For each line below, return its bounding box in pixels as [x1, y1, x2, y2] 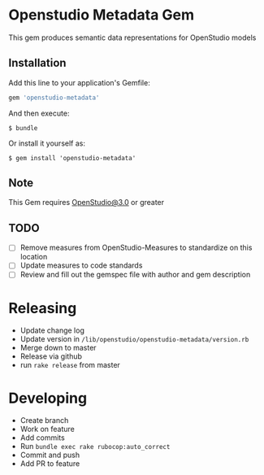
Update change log [19, 325, 85, 335]
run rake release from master [19, 360, 120, 370]
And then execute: [8, 108, 70, 118]
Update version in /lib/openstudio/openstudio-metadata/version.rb [19, 334, 249, 344]
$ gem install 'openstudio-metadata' [8, 154, 136, 162]
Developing [8, 389, 88, 407]
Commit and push [19, 450, 80, 460]
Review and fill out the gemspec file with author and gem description [19, 270, 251, 280]
